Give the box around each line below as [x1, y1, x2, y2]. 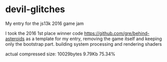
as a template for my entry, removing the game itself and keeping [25, 36, 162, 42]
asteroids [5, 36, 25, 42]
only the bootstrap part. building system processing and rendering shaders [5, 41, 162, 47]
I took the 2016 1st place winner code [5, 30, 83, 36]
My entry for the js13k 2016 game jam [5, 20, 84, 26]
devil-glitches [5, 4, 65, 15]
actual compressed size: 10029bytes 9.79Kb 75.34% [5, 51, 116, 57]
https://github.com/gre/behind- [84, 30, 150, 36]
